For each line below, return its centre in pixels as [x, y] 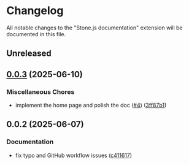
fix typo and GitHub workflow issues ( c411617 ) [74, 155]
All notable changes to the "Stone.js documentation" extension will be [94, 28]
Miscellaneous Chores [40, 91]
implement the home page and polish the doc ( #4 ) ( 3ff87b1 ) [91, 106]
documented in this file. [36, 34]
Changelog [35, 11]
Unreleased [29, 54]
